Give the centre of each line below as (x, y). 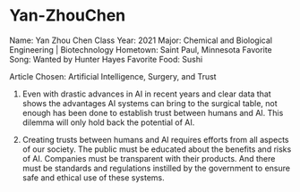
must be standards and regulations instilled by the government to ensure (156, 168)
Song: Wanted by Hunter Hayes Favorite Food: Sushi (106, 59)
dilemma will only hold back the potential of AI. (108, 122)
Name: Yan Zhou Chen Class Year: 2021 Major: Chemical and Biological (141, 40)
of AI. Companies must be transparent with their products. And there (149, 158)
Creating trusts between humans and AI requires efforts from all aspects (155, 139)
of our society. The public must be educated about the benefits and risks (157, 149)
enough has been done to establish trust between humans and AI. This (153, 113)
